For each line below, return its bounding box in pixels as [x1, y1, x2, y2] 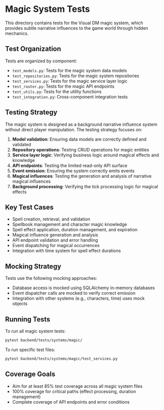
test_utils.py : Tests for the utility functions [12, 88, 102, 95]
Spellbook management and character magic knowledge [12, 221, 127, 227]
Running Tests [5, 315, 50, 323]
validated [12, 141, 31, 147]
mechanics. [5, 30, 29, 36]
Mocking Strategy [5, 262, 62, 270]
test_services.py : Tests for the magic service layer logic [12, 78, 128, 84]
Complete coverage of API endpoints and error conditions [12, 399, 130, 405]
